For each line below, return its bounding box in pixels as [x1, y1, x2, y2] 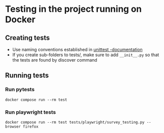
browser [5, 124, 21, 129]
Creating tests [5, 33, 50, 42]
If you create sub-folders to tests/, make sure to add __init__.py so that [12, 52, 160, 58]
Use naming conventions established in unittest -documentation [12, 47, 143, 52]
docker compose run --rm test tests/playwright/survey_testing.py [5, 120, 145, 125]
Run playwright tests [5, 108, 56, 115]
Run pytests [5, 86, 35, 93]
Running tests [5, 71, 49, 80]
